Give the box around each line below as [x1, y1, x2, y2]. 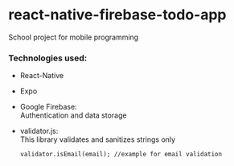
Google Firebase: [19, 102, 78, 112]
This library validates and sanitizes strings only [19, 135, 175, 144]
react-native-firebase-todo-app [8, 6, 227, 24]
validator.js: [19, 127, 59, 136]
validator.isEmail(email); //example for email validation [19, 151, 223, 159]
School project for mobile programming [8, 32, 139, 42]
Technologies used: [8, 52, 88, 64]
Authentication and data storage [19, 110, 127, 120]
